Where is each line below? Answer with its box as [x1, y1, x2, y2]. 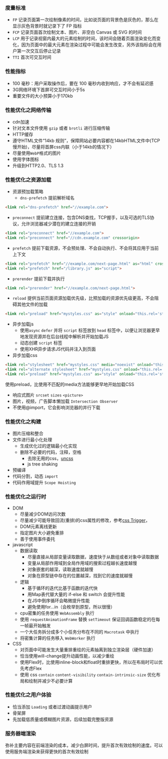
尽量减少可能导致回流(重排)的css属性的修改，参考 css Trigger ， [19, 517, 150, 523]
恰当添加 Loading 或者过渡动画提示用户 [12, 703, 92, 709]
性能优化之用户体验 [5, 691, 51, 698]
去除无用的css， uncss [27, 455, 73, 461]
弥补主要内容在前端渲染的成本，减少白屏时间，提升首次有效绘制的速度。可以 [5, 742, 163, 748]
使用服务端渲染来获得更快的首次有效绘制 [5, 748, 88, 754]
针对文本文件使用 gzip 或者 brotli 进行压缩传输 [12, 125, 110, 131]
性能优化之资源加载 [5, 176, 51, 183]
